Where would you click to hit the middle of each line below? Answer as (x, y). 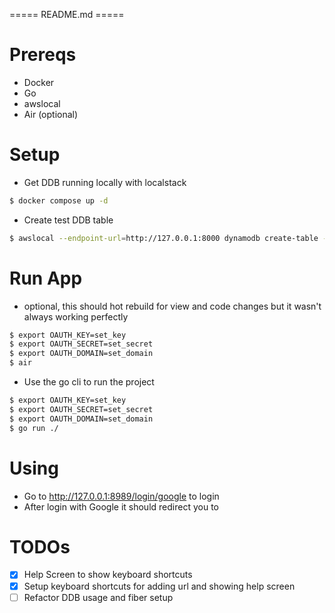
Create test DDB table (68, 220)
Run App (46, 278)
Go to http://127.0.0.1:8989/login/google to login (121, 496)
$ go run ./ (34, 428)
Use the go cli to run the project (89, 382)
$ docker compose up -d (59, 200)
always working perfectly (76, 316)
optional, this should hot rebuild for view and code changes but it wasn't (172, 306)
